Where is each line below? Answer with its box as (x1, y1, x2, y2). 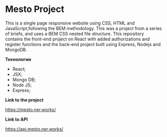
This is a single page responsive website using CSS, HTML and (5, 20, 135, 26)
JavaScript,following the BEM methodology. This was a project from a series (5, 25, 162, 31)
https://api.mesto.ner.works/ (5, 126, 64, 132)
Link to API (5, 116, 28, 122)
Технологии (5, 56, 31, 62)
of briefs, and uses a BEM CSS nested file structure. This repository (5, 30, 144, 36)
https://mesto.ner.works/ (5, 106, 56, 112)
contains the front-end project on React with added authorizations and (5, 36, 150, 42)
